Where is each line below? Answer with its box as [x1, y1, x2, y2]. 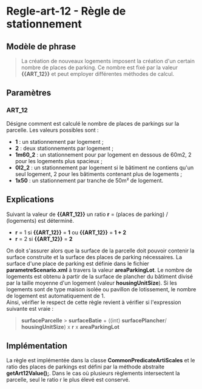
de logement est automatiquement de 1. [6, 292, 106, 299]
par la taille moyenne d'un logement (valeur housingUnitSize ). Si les [6, 279, 177, 286]
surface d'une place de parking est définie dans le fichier [6, 260, 150, 267]
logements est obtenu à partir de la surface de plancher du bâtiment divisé [6, 272, 193, 280]
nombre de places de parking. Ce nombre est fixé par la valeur [21, 64, 178, 71]
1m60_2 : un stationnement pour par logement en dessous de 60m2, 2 [15, 151, 192, 158]
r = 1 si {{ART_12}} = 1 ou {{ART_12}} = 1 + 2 [15, 229, 126, 236]
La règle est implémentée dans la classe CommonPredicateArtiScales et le [6, 357, 195, 364]
